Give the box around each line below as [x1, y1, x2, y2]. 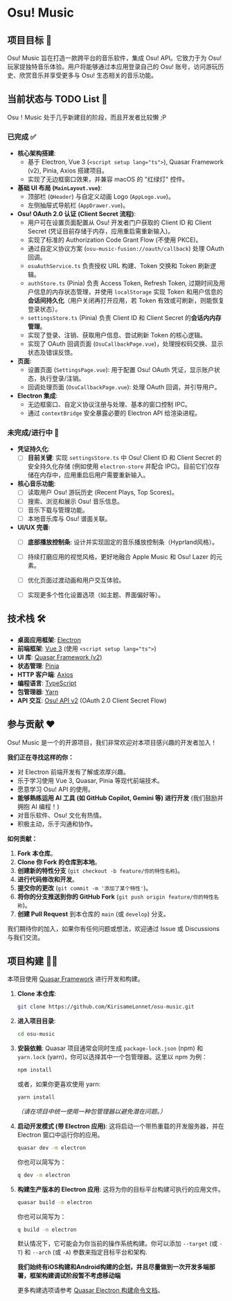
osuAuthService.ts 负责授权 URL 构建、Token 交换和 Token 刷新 [27, 262, 211, 270]
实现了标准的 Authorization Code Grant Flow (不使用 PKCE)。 [27, 236, 202, 244]
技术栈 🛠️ [7, 613, 46, 625]
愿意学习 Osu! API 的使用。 [17, 785, 95, 793]
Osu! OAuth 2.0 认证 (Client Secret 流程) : [17, 210, 136, 218]
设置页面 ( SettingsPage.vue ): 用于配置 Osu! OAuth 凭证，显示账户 [27, 366, 215, 374]
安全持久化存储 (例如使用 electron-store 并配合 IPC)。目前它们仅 [27, 462, 214, 470]
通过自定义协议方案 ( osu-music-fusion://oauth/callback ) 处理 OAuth [27, 245, 224, 253]
